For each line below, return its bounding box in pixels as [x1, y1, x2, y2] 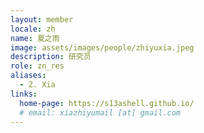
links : [10, 89, 38, 99]
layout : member [10, 14, 74, 25]
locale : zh [10, 24, 56, 34]
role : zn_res [10, 61, 65, 71]
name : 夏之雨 [10, 33, 60, 43]
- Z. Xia [19, 80, 56, 90]
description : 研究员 [10, 52, 92, 62]
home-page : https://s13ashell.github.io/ [19, 98, 195, 108]
